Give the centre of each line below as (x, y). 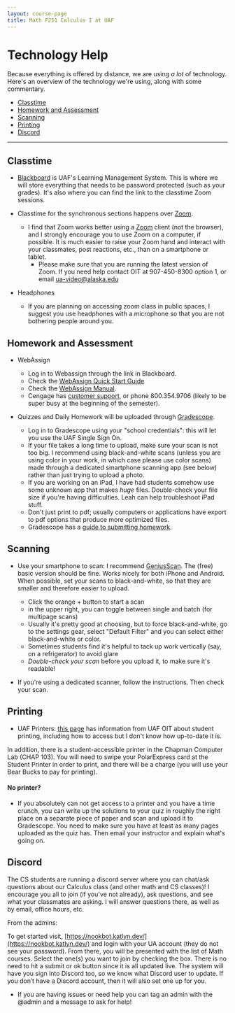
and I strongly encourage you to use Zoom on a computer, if (114, 234)
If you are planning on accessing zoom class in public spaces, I (119, 306)
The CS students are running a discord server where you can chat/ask (108, 879)
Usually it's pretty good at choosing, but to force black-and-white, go (128, 624)
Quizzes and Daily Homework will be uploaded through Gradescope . (116, 417)
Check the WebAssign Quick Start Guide (86, 381)
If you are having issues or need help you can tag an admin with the (115, 994)
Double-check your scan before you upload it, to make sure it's (119, 661)
